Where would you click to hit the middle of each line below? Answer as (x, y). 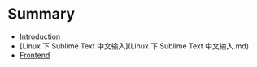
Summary (41, 14)
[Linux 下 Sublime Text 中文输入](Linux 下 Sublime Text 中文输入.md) (134, 46)
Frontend (35, 55)
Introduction (40, 36)
